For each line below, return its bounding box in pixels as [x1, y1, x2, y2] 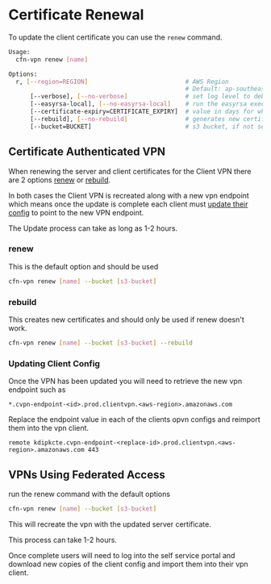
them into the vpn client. [8, 423, 90, 433]
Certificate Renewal [8, 6, 144, 24]
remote [8, 439, 31, 447]
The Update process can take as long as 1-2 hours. [8, 223, 178, 233]
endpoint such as [8, 385, 66, 394]
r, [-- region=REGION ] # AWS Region [15, 77, 229, 86]
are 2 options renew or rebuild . [8, 175, 111, 185]
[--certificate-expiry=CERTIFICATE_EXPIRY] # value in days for [29, 107, 254, 116]
